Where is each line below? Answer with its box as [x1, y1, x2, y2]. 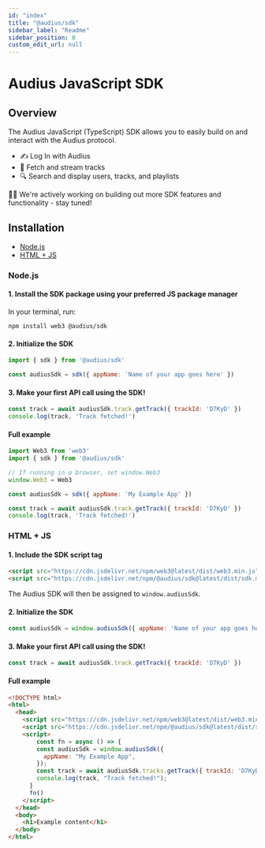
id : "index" [8, 11, 47, 20]
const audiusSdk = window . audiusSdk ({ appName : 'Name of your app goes [8, 625, 248, 633]
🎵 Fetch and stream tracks [19, 163, 106, 172]
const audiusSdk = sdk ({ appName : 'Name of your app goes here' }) [8, 371, 235, 379]
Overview [8, 106, 58, 119]
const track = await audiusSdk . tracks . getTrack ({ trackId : [36, 767, 235, 775]
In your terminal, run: [8, 307, 77, 316]
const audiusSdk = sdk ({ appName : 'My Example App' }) [8, 490, 192, 498]
